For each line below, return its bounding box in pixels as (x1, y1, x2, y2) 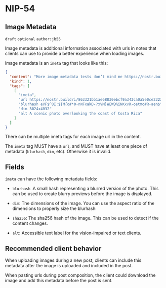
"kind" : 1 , (9, 79, 32, 84)
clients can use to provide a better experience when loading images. (5, 50, 145, 56)
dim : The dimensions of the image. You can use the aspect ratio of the (12, 201, 155, 206)
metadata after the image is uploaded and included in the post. (5, 263, 133, 268)
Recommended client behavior (5, 244, 102, 252)
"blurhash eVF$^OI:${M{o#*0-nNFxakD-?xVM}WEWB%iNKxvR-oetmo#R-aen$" (18, 102, 163, 107)
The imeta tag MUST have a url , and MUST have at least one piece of (5, 143, 147, 149)
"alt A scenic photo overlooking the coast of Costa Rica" (18, 111, 142, 116)
